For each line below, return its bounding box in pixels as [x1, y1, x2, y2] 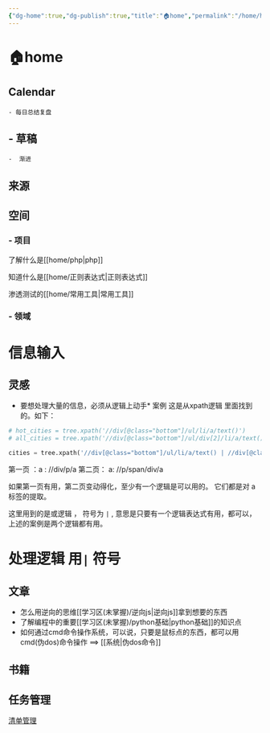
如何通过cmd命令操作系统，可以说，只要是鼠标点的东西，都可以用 [19, 628, 239, 637]
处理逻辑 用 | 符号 [8, 550, 121, 568]
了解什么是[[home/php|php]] [8, 255, 104, 264]
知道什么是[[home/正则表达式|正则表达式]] [8, 272, 149, 281]
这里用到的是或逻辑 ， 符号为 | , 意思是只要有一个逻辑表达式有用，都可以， [8, 509, 256, 518]
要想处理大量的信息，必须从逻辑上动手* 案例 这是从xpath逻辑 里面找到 [19, 401, 253, 411]
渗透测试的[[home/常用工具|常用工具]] [8, 289, 134, 298]
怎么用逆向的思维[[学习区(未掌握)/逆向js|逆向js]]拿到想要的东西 [19, 608, 227, 617]
